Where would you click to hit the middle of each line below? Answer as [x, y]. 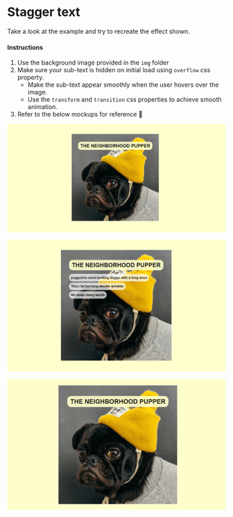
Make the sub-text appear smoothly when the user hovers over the [123, 85]
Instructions [25, 47]
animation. [42, 107]
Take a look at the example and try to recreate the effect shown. [98, 31]
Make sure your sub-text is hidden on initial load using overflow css [114, 70]
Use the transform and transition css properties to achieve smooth [124, 100]
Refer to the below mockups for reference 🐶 [80, 115]
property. [31, 78]
